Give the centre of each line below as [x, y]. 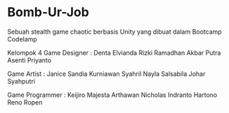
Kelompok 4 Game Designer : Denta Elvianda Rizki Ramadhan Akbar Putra [114, 53]
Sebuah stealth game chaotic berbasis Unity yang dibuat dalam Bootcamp [115, 32]
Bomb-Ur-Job [48, 12]
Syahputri [21, 81]
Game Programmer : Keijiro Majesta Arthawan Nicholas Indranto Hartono [112, 95]
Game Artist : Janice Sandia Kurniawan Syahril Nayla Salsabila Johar [106, 74]
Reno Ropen [25, 102]
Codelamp [22, 39]
